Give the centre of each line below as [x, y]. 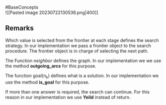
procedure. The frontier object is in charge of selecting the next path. [77, 51]
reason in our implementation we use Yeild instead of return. [68, 97]
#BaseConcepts [22, 7]
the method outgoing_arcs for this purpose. [51, 66]
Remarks [20, 28]
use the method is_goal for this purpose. [47, 82]
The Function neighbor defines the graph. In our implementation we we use [83, 60]
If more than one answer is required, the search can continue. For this [77, 91]
